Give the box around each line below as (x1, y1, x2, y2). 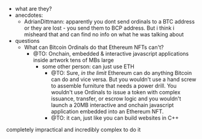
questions (14, 37, 40, 44)
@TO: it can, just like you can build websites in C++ (51, 114, 179, 121)
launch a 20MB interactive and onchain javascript (51, 102, 174, 108)
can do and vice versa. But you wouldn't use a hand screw (51, 76, 197, 83)
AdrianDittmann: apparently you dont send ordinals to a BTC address (24, 18, 195, 25)
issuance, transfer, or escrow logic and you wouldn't (51, 95, 181, 102)
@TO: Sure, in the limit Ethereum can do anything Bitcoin (51, 69, 192, 76)
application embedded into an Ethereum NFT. (51, 108, 164, 115)
